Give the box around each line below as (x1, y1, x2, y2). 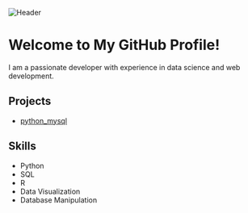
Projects (8, 94, 52, 108)
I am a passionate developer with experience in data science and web (8, 62, 241, 72)
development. (8, 71, 54, 81)
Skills (8, 140, 36, 153)
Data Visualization (19, 186, 81, 196)
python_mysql (19, 115, 67, 125)
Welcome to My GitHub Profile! (8, 36, 221, 54)
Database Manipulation (19, 194, 98, 205)
